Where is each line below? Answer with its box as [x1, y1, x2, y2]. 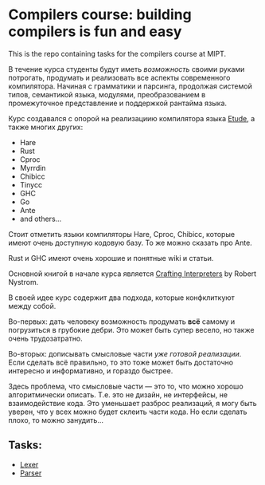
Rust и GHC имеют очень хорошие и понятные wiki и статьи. [8, 253, 214, 262]
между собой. [8, 301, 57, 310]
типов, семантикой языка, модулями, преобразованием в [8, 89, 206, 99]
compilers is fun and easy [8, 22, 182, 41]
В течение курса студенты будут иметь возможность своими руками [8, 64, 245, 73]
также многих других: [8, 122, 84, 132]
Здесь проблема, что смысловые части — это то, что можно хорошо [8, 381, 244, 391]
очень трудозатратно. [8, 333, 84, 343]
